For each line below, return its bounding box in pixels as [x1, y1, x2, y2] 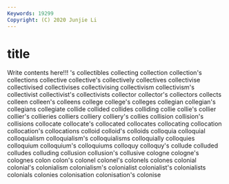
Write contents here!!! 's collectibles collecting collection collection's [7, 69, 202, 77]
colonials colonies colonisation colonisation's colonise [7, 171, 161, 179]
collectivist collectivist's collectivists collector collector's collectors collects [7, 91, 222, 99]
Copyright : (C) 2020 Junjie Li [7, 16, 97, 23]
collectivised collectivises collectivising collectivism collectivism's [7, 83, 195, 91]
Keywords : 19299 [7, 10, 54, 17]
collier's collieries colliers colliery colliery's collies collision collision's [7, 113, 204, 121]
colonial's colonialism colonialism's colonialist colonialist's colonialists [7, 163, 206, 172]
